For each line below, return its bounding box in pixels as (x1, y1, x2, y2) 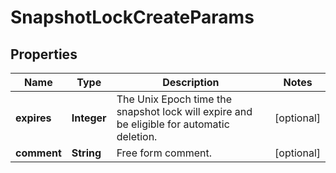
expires (15, 111, 52, 125)
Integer (71, 111, 107, 125)
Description (162, 76, 220, 89)
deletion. (116, 130, 158, 143)
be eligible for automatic (116, 117, 230, 131)
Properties (10, 46, 78, 63)
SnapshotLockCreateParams (10, 6, 255, 29)
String (71, 146, 102, 160)
